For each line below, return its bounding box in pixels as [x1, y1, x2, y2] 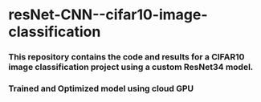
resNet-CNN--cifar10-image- [8, 6, 208, 24]
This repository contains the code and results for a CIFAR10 [8, 51, 245, 63]
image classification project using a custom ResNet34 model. [8, 62, 254, 73]
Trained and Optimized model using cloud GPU [8, 83, 194, 94]
